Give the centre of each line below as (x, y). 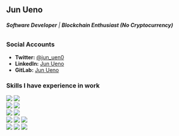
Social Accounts (31, 44)
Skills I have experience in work (53, 85)
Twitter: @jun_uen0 (39, 57)
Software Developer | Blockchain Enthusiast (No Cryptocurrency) (90, 25)
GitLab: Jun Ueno (37, 70)
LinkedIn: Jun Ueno (40, 64)
